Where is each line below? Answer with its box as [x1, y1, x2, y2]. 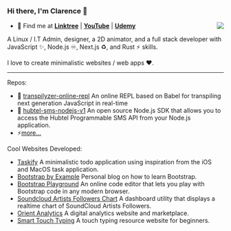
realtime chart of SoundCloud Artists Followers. [16, 202, 152, 210]
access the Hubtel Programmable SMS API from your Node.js [16, 113, 191, 122]
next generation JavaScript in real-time [16, 99, 129, 107]
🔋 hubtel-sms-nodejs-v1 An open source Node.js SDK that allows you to [16, 107, 221, 115]
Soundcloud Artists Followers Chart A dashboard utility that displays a [16, 195, 215, 203]
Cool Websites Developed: [7, 144, 82, 153]
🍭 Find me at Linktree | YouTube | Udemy [16, 22, 136, 30]
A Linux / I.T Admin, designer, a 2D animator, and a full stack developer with [7, 35, 222, 43]
